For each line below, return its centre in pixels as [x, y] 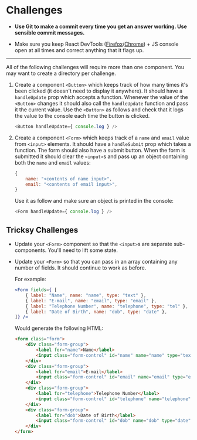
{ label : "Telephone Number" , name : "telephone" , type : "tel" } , [107, 306]
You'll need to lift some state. [83, 250]
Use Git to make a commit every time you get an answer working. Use [101, 26]
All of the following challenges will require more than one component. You [95, 67]
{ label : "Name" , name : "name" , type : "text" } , [86, 295]
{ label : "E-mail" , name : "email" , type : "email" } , [91, 301]
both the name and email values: [52, 162]
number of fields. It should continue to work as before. [80, 268]
